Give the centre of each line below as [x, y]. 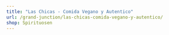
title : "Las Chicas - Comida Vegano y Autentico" [70, 12]
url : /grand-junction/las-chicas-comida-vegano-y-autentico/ [85, 17]
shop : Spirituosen [29, 23]
